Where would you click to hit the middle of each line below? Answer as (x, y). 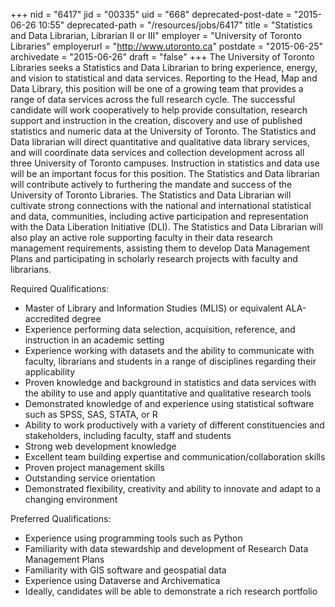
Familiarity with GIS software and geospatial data (125, 570)
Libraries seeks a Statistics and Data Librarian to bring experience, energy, (164, 67)
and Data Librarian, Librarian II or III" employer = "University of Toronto (156, 35)
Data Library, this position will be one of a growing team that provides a (157, 88)
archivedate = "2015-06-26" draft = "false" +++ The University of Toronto (162, 57)
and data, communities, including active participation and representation (159, 216)
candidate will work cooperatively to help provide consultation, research (159, 110)
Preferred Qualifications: (61, 518)
